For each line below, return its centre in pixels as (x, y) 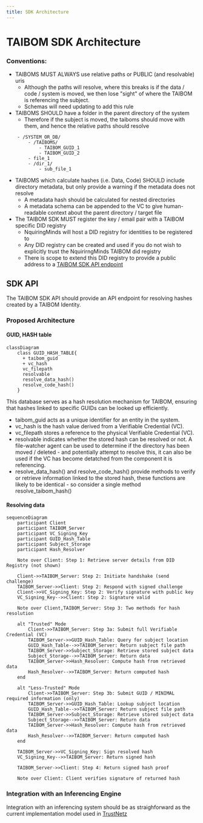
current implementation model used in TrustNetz (67, 813)
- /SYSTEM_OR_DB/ (39, 137)
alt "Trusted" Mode (42, 624)
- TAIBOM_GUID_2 (59, 153)
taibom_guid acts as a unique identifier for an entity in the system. (97, 420)
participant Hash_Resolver (51, 550)
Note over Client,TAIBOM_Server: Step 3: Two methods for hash (99, 608)
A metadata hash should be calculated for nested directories (100, 200)
